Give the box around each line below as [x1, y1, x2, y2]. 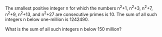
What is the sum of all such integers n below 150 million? [5, 26, 121, 32]
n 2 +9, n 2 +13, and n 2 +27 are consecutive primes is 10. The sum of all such [5, 10, 157, 17]
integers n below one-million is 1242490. [5, 16, 89, 22]
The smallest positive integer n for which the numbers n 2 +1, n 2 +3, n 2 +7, [5, 4, 153, 11]
